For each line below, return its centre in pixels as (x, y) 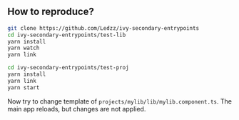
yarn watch (24, 48)
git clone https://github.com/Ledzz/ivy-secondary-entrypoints (103, 28)
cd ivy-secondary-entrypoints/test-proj (68, 68)
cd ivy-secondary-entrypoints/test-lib (67, 35)
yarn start (24, 87)
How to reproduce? (51, 12)
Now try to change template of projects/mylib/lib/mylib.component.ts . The (119, 101)
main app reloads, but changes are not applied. (77, 109)
